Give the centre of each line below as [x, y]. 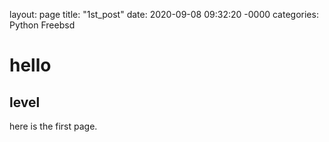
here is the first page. [53, 126]
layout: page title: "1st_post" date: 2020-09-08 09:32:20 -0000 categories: [164, 14]
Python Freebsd [42, 25]
